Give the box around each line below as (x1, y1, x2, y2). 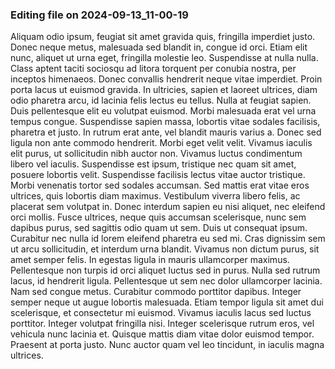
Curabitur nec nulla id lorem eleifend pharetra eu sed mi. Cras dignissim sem (10, 233, 326, 245)
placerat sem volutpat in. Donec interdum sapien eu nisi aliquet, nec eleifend (10, 201, 326, 213)
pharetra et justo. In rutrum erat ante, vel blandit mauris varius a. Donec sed (10, 126, 322, 138)
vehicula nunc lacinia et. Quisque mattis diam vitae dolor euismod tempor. (10, 328, 315, 340)
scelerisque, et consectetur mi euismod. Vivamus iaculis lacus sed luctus (10, 307, 312, 319)
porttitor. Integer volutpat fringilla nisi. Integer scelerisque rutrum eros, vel (10, 318, 315, 330)
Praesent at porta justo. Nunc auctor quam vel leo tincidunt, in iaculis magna (10, 339, 325, 351)
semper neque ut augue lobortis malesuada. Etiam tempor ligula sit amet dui (10, 296, 324, 308)
